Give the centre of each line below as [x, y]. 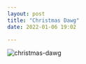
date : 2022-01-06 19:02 [42, 27]
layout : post [26, 14]
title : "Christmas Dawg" [43, 20]
